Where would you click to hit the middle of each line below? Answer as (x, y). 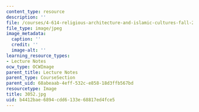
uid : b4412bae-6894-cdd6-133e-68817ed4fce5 (61, 100)
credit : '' (25, 45)
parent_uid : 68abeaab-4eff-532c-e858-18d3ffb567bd (70, 84)
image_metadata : (26, 34)
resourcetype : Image (32, 89)
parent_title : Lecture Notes (42, 72)
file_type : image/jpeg (34, 28)
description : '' (26, 17)
